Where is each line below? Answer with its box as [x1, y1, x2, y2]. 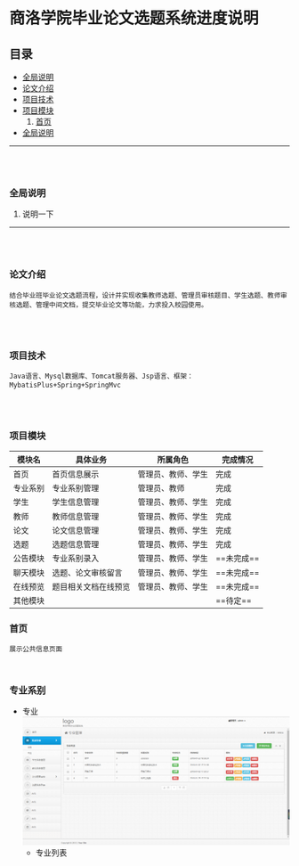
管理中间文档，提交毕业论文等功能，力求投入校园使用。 [35, 300, 208, 309]
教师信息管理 [52, 511, 100, 521]
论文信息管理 [52, 525, 100, 535]
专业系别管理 [52, 483, 100, 494]
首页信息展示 [52, 469, 100, 479]
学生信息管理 [52, 496, 100, 508]
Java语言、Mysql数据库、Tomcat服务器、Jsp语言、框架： [9, 372, 194, 380]
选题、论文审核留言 [52, 567, 123, 577]
